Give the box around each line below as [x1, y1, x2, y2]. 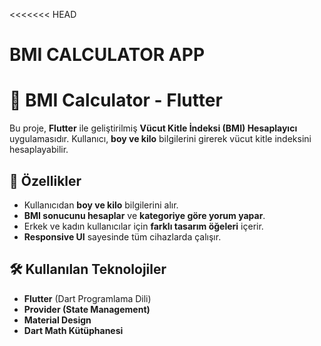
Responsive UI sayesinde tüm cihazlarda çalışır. [23, 230, 222, 243]
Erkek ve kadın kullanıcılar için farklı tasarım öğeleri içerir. [23, 220, 264, 232]
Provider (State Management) [23, 303, 151, 315]
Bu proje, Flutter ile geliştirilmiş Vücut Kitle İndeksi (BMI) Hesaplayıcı [9, 122, 298, 134]
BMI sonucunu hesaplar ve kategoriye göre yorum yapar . [23, 209, 266, 221]
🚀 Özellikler [9, 172, 82, 189]
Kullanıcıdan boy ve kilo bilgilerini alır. [23, 199, 179, 211]
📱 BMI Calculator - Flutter [9, 89, 223, 112]
